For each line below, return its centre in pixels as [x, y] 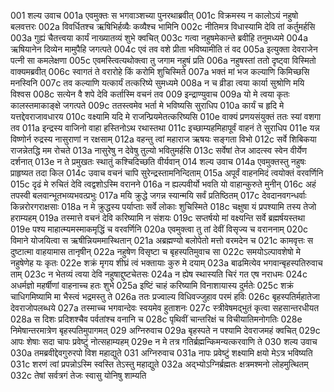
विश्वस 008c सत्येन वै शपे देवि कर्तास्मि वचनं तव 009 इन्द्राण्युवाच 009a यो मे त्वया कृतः [150, 94]
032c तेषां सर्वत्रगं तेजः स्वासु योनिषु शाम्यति [78, 375]
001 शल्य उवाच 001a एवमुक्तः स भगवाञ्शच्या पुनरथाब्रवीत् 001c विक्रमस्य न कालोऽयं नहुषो [154, 15]
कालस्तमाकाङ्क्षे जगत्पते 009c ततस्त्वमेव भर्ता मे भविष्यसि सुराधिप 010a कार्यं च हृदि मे [147, 105]
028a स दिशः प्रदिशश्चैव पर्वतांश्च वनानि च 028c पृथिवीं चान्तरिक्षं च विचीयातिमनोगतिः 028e [156, 319]
